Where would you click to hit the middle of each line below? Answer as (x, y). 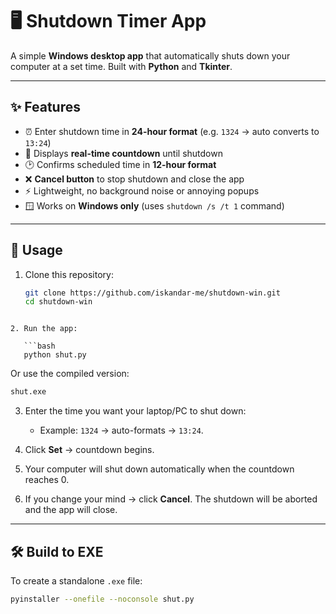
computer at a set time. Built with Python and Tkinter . (121, 66)
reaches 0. (47, 480)
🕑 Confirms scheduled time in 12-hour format (120, 164)
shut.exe (28, 392)
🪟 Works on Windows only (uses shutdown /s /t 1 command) (154, 205)
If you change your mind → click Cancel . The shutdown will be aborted (171, 499)
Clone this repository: (69, 274)
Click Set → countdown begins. (89, 450)
